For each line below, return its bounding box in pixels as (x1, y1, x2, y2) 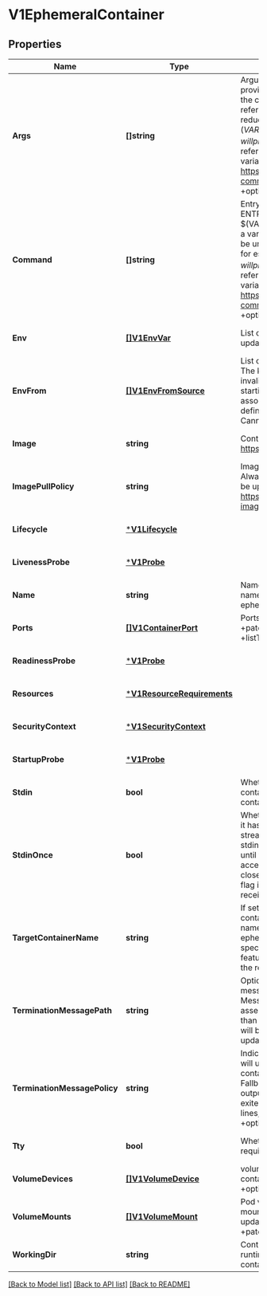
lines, (240, 1108, 261, 1119)
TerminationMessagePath (12, 1005, 113, 1016)
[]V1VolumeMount (126, 1212, 199, 1223)
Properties (8, 37, 62, 51)
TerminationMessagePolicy (12, 1082, 118, 1094)
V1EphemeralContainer (8, 6, 164, 24)
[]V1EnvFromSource (126, 385, 205, 396)
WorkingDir (12, 1249, 57, 1260)
